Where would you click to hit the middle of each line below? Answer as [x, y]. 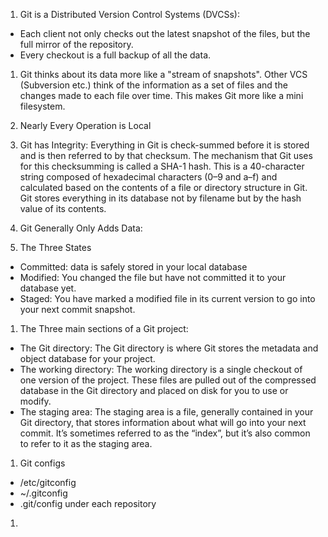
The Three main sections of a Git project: [104, 328]
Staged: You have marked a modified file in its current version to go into [167, 298]
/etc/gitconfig [48, 482]
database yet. [48, 288]
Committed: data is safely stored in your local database [133, 267]
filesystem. [42, 106]
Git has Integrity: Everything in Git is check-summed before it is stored [164, 145]
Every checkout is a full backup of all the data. [115, 55]
